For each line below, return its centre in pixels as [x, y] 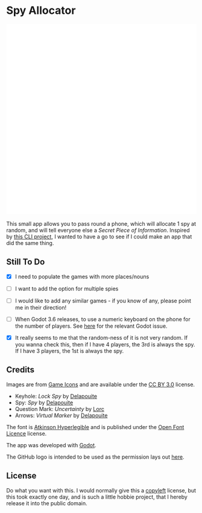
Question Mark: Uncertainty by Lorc [59, 409]
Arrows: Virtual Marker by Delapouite [61, 415]
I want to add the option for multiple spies [67, 288]
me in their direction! [41, 307]
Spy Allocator [41, 11]
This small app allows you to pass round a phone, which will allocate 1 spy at [101, 223]
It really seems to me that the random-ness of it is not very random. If [101, 338]
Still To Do [26, 262]
